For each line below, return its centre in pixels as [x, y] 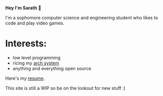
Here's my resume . [25, 78]
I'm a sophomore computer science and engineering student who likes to [82, 18]
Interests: [26, 44]
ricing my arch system [36, 63]
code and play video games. [35, 23]
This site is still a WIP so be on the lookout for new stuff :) [66, 88]
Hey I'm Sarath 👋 [23, 8]
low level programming [37, 57]
